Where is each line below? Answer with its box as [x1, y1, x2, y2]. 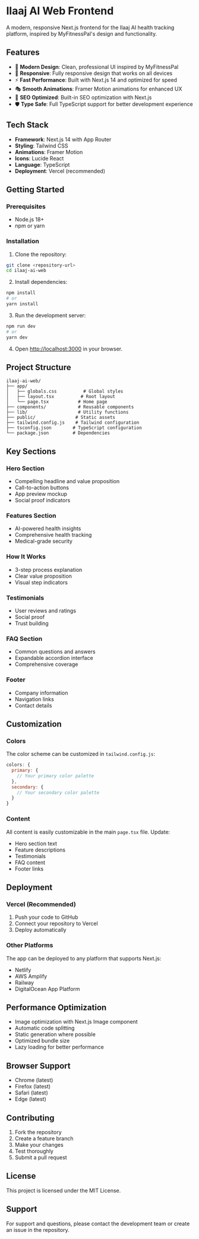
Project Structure [6, 362, 71, 373]
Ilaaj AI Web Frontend [6, 4, 114, 18]
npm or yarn [14, 222, 45, 230]
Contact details [14, 702, 52, 709]
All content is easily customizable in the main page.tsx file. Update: [6, 828, 170, 836]
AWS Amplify [14, 972, 48, 980]
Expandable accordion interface [14, 655, 93, 662]
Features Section [6, 511, 56, 520]
